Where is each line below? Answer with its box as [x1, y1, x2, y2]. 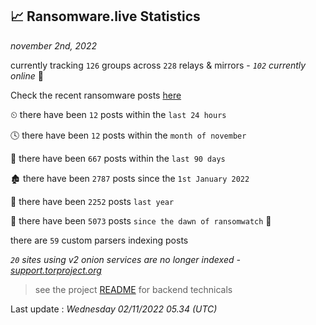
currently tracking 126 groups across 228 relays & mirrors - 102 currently [10, 59, 307, 71]
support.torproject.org [10, 264, 102, 276]
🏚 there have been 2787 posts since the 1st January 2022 [10, 172, 250, 184]
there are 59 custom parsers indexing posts [10, 234, 189, 246]
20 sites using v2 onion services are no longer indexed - [10, 253, 241, 265]
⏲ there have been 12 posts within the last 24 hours [10, 108, 227, 120]
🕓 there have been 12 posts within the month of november [10, 129, 247, 141]
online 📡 [10, 69, 44, 82]
